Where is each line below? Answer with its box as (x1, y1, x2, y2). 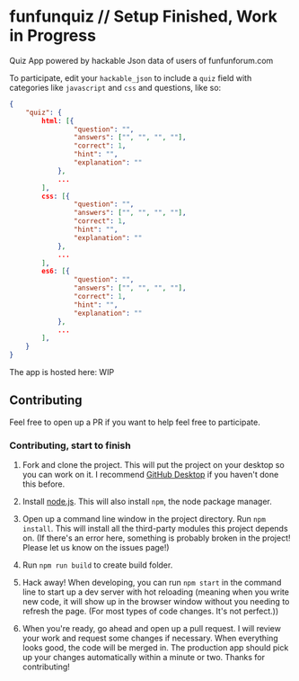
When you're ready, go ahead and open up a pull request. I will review (22, 623, 281, 634)
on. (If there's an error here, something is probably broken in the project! (22, 533, 291, 543)
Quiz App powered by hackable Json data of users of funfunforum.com (9, 55, 274, 66)
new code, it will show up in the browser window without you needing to (22, 596, 290, 607)
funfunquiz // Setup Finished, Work (9, 6, 278, 27)
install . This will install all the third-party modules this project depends (22, 524, 289, 534)
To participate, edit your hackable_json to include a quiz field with (9, 72, 252, 83)
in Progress (9, 25, 97, 46)
